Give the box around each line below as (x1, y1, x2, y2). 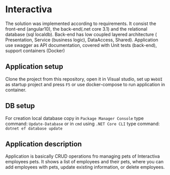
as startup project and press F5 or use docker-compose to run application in (5, 81, 165, 87)
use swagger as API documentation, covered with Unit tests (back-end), (5, 42, 157, 48)
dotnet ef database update (5, 126, 63, 131)
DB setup (5, 102, 35, 110)
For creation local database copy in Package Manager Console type (5, 115, 144, 121)
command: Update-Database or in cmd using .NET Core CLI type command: (5, 120, 160, 127)
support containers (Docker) (5, 47, 65, 54)
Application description (5, 139, 82, 148)
